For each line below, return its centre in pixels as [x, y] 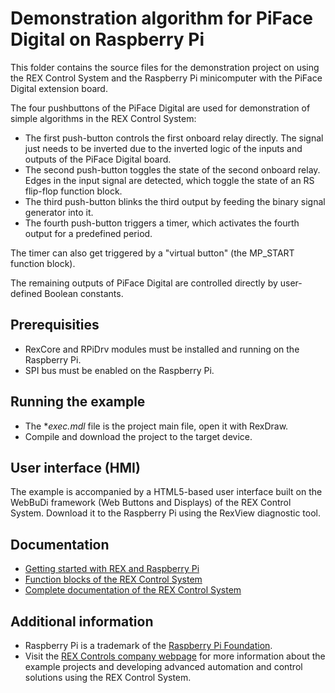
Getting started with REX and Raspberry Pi [112, 569]
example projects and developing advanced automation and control [163, 666]
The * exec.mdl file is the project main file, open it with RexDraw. [156, 426]
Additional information [82, 621]
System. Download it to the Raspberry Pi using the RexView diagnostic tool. [166, 513]
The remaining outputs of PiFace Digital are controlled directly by [144, 283]
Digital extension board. [59, 88]
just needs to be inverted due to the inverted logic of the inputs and [163, 148]
